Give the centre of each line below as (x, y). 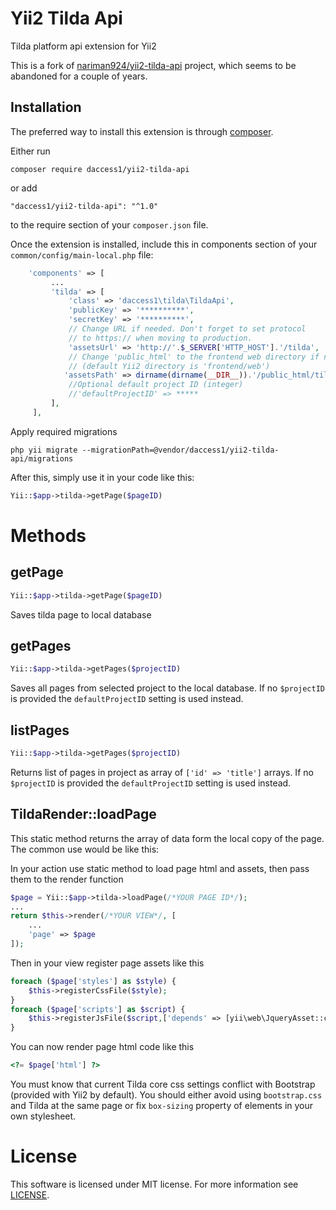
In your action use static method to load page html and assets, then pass (160, 868)
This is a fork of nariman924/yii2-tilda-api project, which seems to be (153, 65)
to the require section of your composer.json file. (109, 224)
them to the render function (67, 879)
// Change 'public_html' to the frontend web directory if (194, 357)
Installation (46, 107)
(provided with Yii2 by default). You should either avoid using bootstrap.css (166, 1095)
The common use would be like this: (85, 849)
